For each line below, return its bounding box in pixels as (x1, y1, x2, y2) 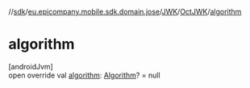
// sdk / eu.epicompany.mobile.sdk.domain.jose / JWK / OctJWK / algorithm (8, 7, 242, 16)
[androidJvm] (8, 61, 54, 71)
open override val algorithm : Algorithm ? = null (8, 70, 160, 80)
